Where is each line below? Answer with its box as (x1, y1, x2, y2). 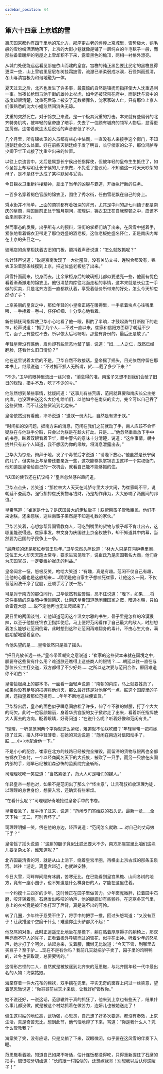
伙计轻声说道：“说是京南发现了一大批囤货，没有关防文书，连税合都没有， (5, 257, 152, 263)
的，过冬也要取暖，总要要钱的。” (5, 953, 69, 959)
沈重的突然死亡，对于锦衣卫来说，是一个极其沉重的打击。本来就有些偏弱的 (5, 114, 154, 120)
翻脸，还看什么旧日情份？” (5, 347, 58, 353)
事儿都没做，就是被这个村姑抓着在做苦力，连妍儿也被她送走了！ (9, 1002, 137, 1008)
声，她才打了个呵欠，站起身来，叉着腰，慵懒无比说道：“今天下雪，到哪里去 (5, 941, 156, 947)
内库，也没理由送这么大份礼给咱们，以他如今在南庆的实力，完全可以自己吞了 (5, 396, 158, 402)
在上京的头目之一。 (5, 236, 44, 242)
